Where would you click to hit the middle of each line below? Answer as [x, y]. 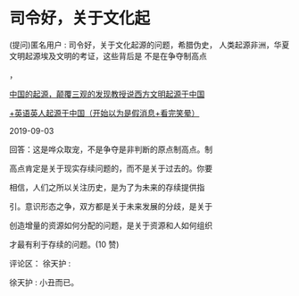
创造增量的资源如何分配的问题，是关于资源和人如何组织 [111, 225]
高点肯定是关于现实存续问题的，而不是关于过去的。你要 [111, 168]
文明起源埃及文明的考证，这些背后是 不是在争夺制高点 [108, 55]
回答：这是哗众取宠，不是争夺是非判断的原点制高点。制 [111, 149]
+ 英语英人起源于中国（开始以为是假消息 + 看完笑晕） [104, 113]
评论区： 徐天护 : [40, 263]
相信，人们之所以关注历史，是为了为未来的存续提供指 [107, 187]
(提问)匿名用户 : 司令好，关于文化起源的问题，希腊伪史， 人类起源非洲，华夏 [149, 45]
